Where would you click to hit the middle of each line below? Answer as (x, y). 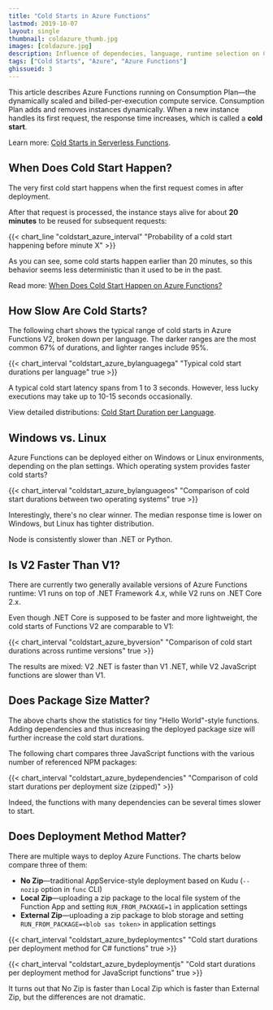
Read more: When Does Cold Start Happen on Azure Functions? (115, 285)
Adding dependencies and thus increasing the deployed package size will (132, 728)
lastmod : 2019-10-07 (43, 24)
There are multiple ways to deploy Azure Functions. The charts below (125, 856)
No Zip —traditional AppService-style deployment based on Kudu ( (132, 881)
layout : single (34, 31)
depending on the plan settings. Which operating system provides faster (129, 466)
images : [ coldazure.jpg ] (50, 46)
